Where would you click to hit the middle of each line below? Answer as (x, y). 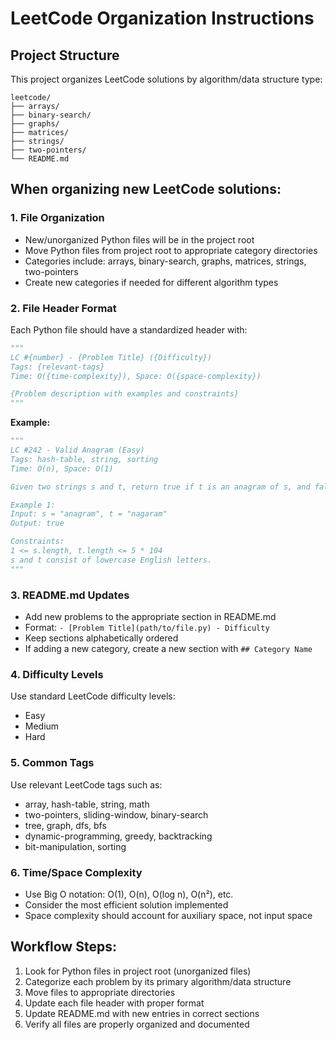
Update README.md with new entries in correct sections (142, 1013)
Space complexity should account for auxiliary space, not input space (168, 915)
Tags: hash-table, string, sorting (84, 459)
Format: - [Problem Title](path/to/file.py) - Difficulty (147, 628)
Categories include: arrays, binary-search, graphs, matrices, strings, (165, 261)
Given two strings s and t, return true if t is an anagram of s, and (160, 487)
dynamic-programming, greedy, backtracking (118, 836)
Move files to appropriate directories (100, 992)
